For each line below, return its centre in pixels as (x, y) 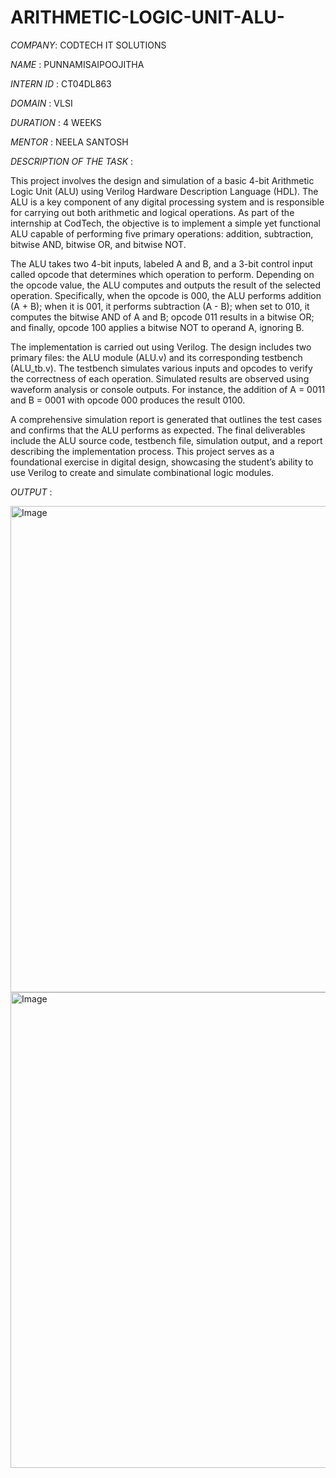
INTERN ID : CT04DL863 (61, 83)
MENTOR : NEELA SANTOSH (69, 142)
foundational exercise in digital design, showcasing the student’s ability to (162, 462)
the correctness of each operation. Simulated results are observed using (160, 378)
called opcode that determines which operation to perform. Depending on (162, 274)
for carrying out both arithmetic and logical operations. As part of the (152, 212)
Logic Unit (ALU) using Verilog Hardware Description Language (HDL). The (164, 191)
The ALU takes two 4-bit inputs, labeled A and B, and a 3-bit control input (161, 263)
